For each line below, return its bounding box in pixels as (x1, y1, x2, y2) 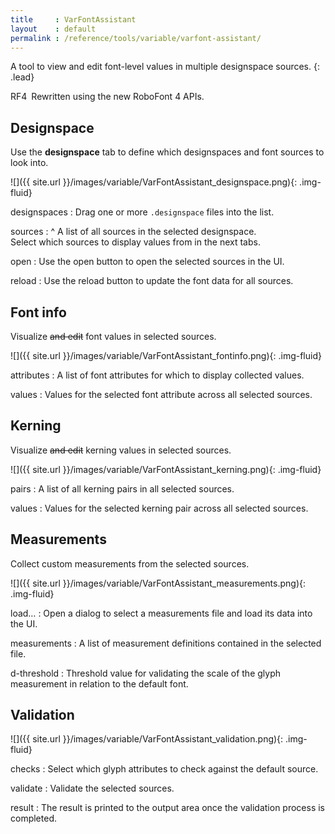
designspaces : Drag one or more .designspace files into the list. (10, 206, 275, 218)
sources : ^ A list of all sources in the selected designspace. (10, 226, 257, 238)
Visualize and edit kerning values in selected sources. (10, 444, 232, 456)
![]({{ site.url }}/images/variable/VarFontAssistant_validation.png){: (10, 733, 284, 745)
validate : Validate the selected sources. (10, 782, 175, 795)
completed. (10, 812, 57, 825)
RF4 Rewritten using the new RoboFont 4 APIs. (10, 91, 205, 103)
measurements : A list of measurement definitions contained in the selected (10, 637, 322, 649)
